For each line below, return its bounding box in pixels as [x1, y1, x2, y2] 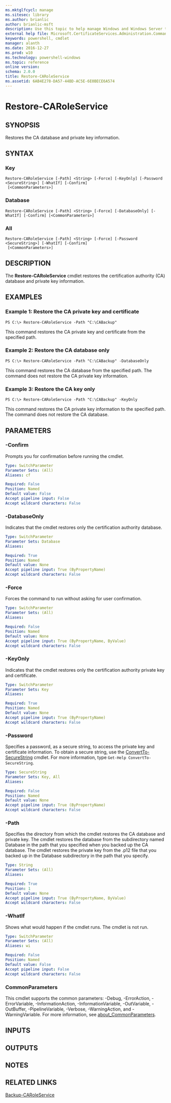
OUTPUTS [5, 1043, 38, 1052]
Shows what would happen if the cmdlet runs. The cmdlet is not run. [5, 924, 149, 930]
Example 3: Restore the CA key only [5, 385, 95, 393]
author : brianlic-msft [5, 21, 53, 27]
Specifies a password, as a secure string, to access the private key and [5, 744, 155, 749]
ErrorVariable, [5, 1000, 35, 1007]
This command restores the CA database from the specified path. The [5, 367, 152, 373]
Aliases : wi [5, 943, 31, 948]
